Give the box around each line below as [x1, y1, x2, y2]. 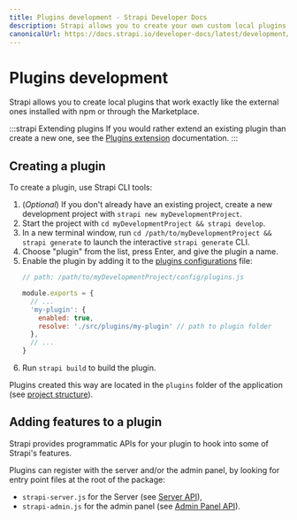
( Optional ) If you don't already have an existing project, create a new [21, 199, 272, 210]
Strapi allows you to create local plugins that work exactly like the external [9, 97, 279, 107]
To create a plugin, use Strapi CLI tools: [9, 182, 153, 193]
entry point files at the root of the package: [9, 474, 165, 485]
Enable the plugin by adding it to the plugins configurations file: [21, 256, 253, 267]
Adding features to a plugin [9, 415, 163, 430]
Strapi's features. [9, 447, 72, 458]
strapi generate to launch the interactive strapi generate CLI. [21, 237, 250, 248]
